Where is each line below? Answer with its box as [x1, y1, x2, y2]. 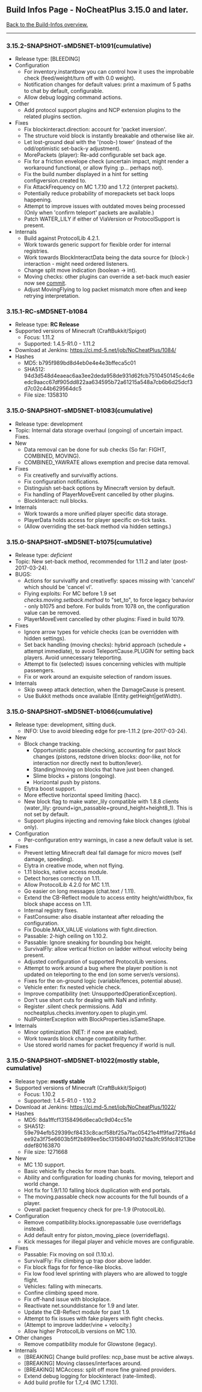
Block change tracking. [23, 740, 81, 748]
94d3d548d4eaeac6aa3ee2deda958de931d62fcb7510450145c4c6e [23, 372, 195, 379]
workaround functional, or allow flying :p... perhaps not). [23, 164, 164, 171]
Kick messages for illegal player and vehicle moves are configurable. [23, 1238, 194, 1245]
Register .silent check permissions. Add [23, 1003, 122, 1010]
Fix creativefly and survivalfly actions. [23, 471, 118, 479]
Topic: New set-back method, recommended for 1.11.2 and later [14, 558, 171, 565]
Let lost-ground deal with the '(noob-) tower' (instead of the [23, 139, 173, 146]
